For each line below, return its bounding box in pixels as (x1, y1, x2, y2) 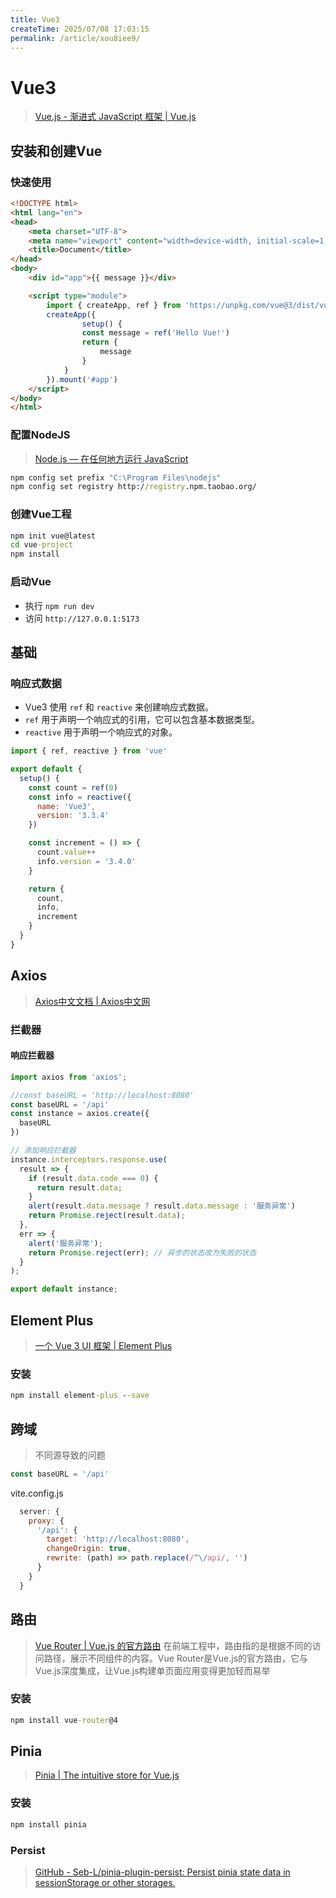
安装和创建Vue (10, 142, 103, 160)
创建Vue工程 (10, 507, 72, 521)
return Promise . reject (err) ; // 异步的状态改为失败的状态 (28, 1247, 257, 1258)
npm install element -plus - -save (10, 1391, 150, 1401)
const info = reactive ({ (28, 792, 132, 802)
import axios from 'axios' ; (10, 1072, 128, 1082)
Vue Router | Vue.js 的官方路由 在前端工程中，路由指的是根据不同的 (34, 1639, 313, 1651)
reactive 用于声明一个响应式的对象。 (24, 726, 178, 738)
